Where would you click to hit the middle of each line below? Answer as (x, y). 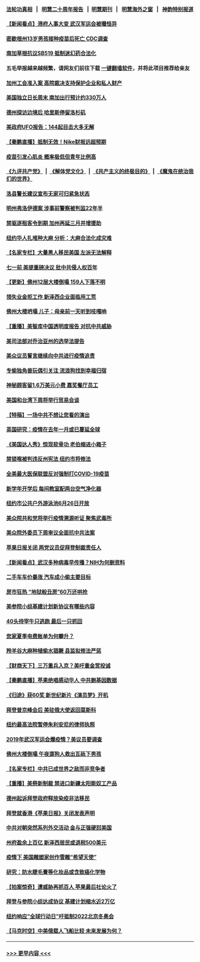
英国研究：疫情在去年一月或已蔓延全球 (53, 430)
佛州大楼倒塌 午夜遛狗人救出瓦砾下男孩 (54, 754)
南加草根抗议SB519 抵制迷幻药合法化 (51, 53)
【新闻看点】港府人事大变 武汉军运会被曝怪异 (62, 24)
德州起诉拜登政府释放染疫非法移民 (48, 798)
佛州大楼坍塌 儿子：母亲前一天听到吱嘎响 (57, 311)
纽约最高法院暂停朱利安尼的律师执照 (51, 725)
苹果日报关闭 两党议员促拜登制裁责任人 (54, 547)
